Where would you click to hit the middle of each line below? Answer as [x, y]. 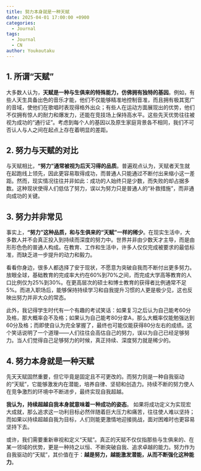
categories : [21, 23]
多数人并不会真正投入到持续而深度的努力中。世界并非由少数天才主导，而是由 [100, 240]
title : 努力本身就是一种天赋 [38, 12]
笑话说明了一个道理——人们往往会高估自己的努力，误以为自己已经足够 [98, 333]
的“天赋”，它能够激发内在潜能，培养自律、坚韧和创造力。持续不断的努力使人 [100, 384]
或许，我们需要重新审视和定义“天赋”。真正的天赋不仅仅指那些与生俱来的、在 [100, 439]
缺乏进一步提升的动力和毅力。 [59, 255]
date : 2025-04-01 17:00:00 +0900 [48, 17]
